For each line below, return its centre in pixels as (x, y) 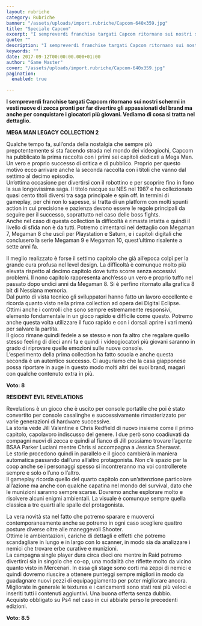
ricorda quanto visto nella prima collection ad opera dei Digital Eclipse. (93, 303)
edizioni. (17, 606)
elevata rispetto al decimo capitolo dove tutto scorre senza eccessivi (91, 271)
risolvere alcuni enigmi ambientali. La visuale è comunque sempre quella (96, 499)
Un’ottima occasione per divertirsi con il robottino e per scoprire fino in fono (100, 183)
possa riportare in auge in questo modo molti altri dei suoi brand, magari (96, 367)
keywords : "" (23, 51)
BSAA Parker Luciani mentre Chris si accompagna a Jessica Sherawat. (94, 447)
